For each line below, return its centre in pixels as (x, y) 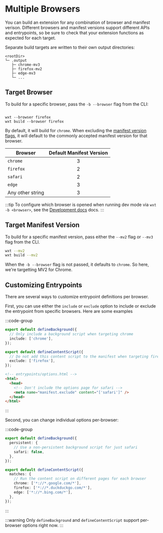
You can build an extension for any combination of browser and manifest (78, 22)
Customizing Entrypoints (44, 285)
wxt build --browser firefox (34, 121)
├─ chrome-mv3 (26, 65)
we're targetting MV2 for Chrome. (39, 270)
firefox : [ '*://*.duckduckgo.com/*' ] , (53, 488)
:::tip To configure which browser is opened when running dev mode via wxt (81, 205)
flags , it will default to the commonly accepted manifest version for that (76, 136)
